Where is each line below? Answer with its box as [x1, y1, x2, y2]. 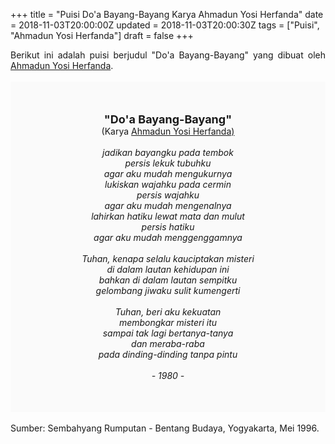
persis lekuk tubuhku [124, 157, 212, 169]
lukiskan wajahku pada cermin [104, 179, 232, 190]
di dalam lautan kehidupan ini [106, 264, 230, 275]
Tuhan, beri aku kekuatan [114, 306, 222, 318]
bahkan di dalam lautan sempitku [98, 274, 238, 286]
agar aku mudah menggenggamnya [93, 232, 243, 243]
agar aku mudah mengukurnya [103, 168, 233, 179]
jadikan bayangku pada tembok [102, 147, 234, 158]
